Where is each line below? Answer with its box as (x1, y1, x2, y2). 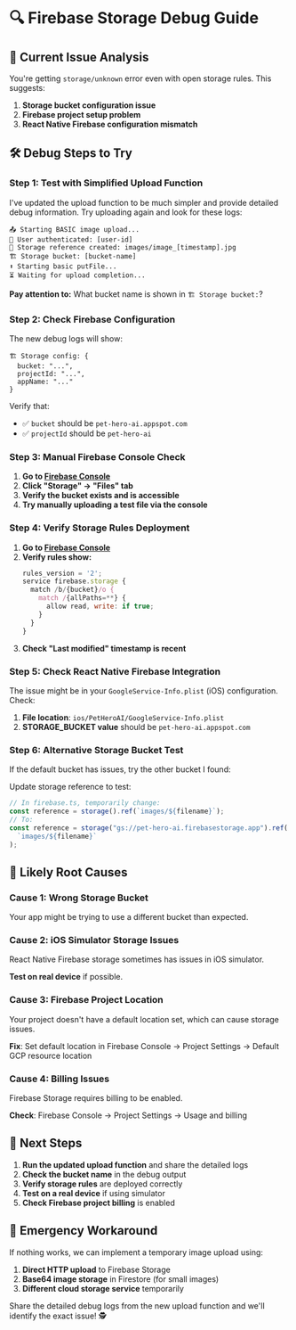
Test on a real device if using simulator (21, 1187, 166, 1198)
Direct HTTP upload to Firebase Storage (21, 1264, 171, 1275)
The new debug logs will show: (9, 332, 123, 344)
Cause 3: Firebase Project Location (9, 994, 164, 1006)
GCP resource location (9, 1050, 92, 1061)
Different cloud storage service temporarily (21, 1283, 185, 1293)
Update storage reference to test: (9, 782, 132, 792)
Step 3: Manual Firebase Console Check (9, 450, 186, 463)
